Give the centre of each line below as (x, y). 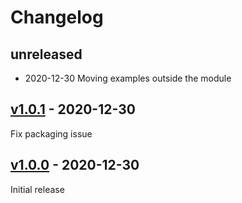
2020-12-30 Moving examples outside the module (128, 78)
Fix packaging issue (51, 133)
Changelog (57, 17)
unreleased (46, 54)
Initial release (37, 189)
